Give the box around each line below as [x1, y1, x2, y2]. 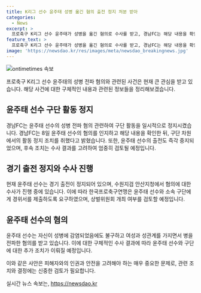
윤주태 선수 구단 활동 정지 [6, 104, 94, 115]
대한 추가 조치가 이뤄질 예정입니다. [12, 247, 93, 254]
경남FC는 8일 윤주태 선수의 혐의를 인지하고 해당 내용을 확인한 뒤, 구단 [19, 129, 181, 136]
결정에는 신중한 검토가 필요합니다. [17, 267, 96, 274]
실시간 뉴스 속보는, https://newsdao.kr [6, 280, 98, 287]
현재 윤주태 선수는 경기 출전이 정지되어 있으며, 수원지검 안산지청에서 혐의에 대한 [6, 181, 191, 188]
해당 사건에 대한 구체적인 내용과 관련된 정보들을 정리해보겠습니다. [23, 85, 175, 92]
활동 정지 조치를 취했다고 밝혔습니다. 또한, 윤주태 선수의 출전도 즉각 [22, 136, 178, 144]
